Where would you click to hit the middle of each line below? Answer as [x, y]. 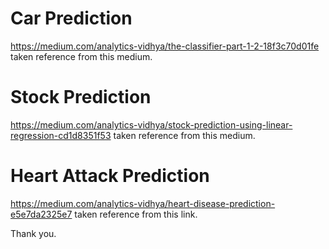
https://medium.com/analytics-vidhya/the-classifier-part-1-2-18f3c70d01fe [165, 46]
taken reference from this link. [136, 214]
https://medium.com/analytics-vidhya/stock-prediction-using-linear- [151, 124]
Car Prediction [71, 18]
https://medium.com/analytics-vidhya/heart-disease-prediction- [143, 203]
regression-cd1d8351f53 [61, 135]
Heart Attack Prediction [110, 176]
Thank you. [33, 233]
